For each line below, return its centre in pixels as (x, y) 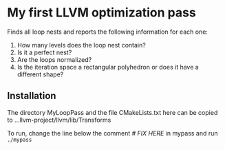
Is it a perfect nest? (44, 52)
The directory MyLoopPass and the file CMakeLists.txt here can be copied (112, 112)
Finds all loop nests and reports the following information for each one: (108, 32)
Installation (32, 96)
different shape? (40, 74)
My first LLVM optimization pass (101, 13)
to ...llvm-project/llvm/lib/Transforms (59, 120)
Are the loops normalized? (54, 59)
